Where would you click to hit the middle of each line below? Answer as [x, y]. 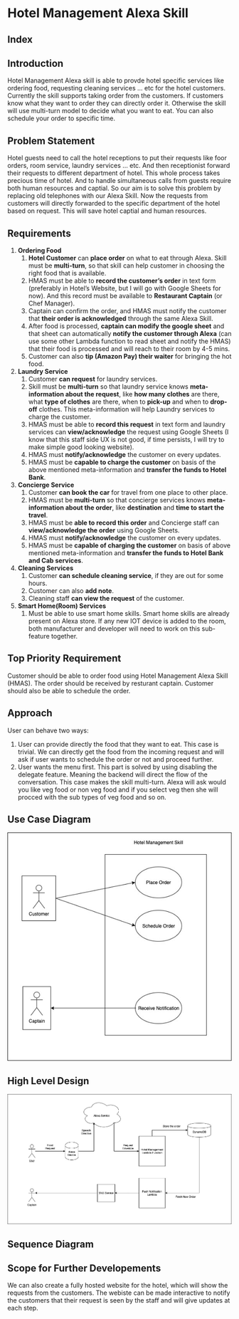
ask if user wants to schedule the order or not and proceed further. [116, 759]
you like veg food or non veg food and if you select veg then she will [118, 789]
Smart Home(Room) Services [62, 606]
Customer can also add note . [71, 591]
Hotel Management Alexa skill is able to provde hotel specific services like [116, 80]
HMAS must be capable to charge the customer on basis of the [122, 462]
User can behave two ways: [48, 730]
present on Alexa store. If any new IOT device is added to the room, [127, 621]
